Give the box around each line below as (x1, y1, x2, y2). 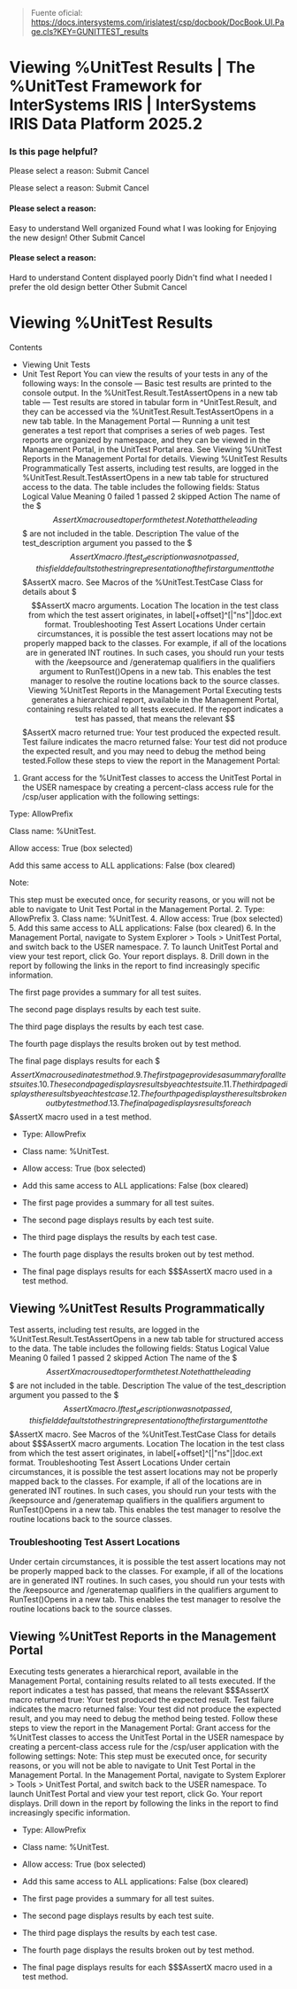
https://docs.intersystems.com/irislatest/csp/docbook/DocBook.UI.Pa (30, 17, 285, 27)
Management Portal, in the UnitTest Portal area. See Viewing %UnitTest (21, 443, 283, 455)
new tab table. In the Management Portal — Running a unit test (21, 416, 250, 426)
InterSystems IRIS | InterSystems (9, 95, 256, 115)
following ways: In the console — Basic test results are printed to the (21, 378, 272, 388)
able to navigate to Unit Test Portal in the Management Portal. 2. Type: (9, 903, 265, 914)
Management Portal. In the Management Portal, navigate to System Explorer (9, 1770, 286, 1781)
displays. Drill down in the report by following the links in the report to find (9, 1798, 278, 1809)
